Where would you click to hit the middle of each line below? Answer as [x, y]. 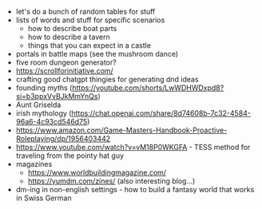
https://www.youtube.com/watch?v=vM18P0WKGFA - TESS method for [133, 147]
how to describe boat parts [72, 28]
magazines [34, 164]
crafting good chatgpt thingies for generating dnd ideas [107, 79]
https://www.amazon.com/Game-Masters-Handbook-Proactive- [121, 130]
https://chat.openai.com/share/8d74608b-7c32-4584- [161, 113]
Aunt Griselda [38, 104]
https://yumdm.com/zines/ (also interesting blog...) [111, 181]
